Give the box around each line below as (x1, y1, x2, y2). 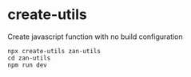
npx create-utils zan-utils (7, 47, 101, 55)
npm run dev (7, 61, 47, 69)
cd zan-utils (7, 54, 51, 62)
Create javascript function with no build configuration (7, 32, 183, 41)
